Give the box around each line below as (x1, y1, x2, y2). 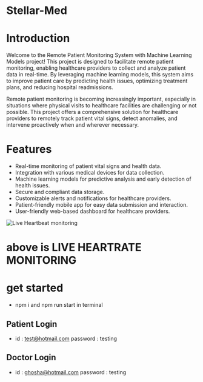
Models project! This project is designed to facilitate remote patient (6, 58, 174, 65)
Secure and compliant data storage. (15, 189, 105, 196)
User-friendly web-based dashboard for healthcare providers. (15, 207, 170, 215)
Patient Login (6, 319, 58, 329)
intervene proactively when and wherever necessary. (6, 121, 139, 129)
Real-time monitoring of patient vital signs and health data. (15, 163, 162, 170)
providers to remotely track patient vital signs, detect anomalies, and (6, 115, 178, 122)
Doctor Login (6, 352, 56, 363)
